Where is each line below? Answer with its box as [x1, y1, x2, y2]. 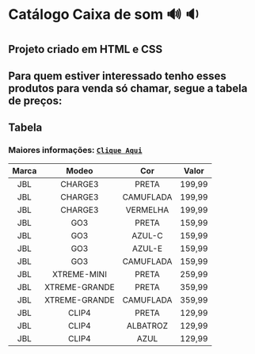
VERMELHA [125, 204, 169, 215]
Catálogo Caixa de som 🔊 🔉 [8, 6, 200, 24]
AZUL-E [131, 242, 163, 253]
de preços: [8, 93, 63, 107]
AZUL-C [131, 230, 164, 241]
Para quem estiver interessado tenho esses [8, 69, 227, 82]
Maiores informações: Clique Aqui [8, 145, 143, 156]
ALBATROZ [126, 320, 169, 331]
